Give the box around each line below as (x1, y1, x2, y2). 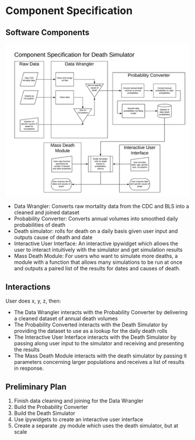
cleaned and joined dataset (13, 209, 80, 216)
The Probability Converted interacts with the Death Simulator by (13, 321, 168, 328)
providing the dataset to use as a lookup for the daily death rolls (13, 328, 168, 335)
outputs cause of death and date (13, 234, 93, 241)
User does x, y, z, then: (5, 297, 61, 305)
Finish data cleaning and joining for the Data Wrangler (13, 397, 144, 404)
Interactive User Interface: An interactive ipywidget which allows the (13, 240, 179, 247)
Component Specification (5, 4, 133, 18)
